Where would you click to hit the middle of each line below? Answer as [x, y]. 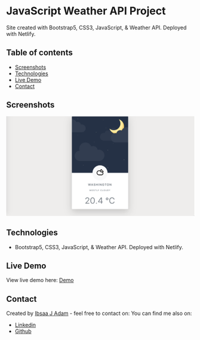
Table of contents [39, 53]
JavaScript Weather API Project [86, 11]
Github [23, 331]
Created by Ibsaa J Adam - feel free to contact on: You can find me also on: [99, 313]
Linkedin [25, 325]
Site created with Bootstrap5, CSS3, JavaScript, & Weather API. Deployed [96, 27]
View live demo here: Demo [40, 280]
